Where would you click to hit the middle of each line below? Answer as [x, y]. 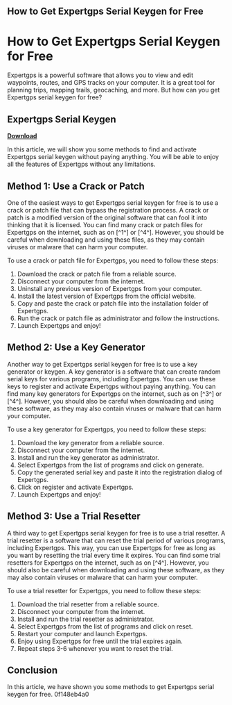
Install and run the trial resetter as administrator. [86, 619]
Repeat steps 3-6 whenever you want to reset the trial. [95, 648]
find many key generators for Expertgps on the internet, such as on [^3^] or [115, 393]
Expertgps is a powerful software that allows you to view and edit [100, 75]
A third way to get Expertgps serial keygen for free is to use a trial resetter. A [116, 533]
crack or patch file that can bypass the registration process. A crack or [108, 210]
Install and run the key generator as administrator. [88, 457]
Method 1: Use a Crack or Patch [76, 186]
